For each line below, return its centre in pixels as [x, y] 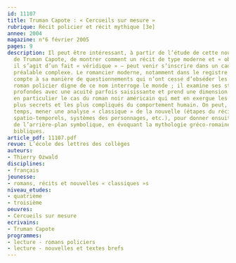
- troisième [25, 203]
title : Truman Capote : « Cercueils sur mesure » [81, 20]
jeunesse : [22, 177]
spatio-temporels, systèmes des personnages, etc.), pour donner [111, 118]
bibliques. [29, 131]
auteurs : [20, 151]
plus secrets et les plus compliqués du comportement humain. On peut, [121, 105]
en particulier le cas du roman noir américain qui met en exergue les [121, 99]
